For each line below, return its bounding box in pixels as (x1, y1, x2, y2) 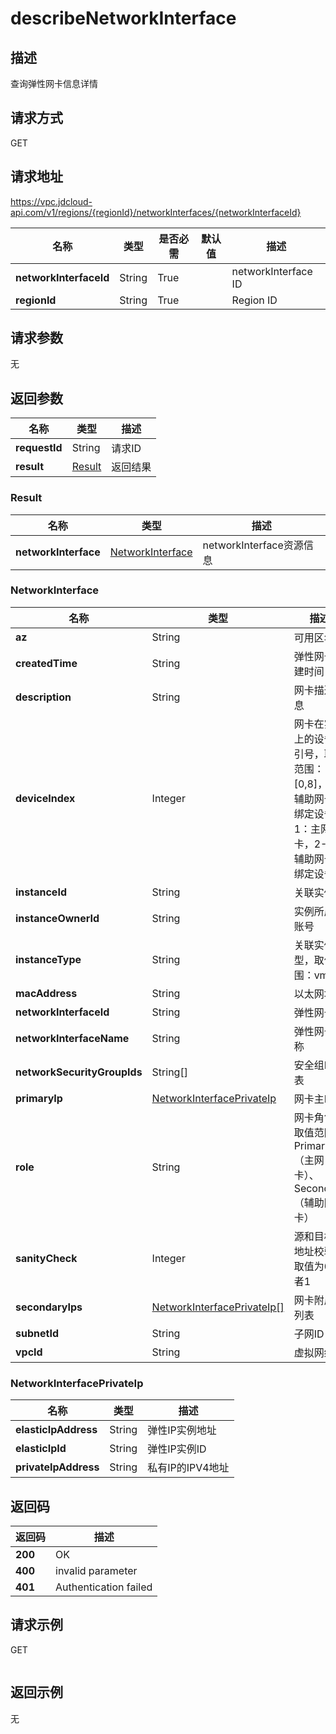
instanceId (15, 885, 67, 899)
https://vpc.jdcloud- (10, 195, 93, 207)
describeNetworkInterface (10, 7, 237, 30)
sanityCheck (15, 1251, 78, 1265)
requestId (15, 441, 63, 455)
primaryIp (15, 1091, 63, 1105)
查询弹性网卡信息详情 (10, 78, 98, 89)
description (15, 690, 72, 704)
